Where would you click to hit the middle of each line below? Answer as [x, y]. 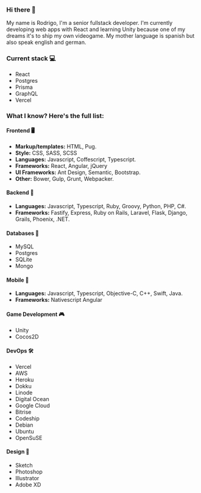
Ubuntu [25, 431]
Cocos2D [27, 337]
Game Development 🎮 [36, 314]
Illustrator [27, 478]
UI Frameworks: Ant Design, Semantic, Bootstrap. [78, 172]
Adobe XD [28, 484]
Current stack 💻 [31, 58]
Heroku [24, 379]
